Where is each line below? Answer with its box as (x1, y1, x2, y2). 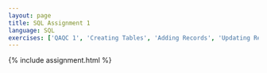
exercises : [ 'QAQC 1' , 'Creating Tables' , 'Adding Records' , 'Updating (8, 33, 250, 42)
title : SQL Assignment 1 (8, 19, 91, 27)
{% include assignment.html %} (8, 56, 113, 65)
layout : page (8, 11, 52, 20)
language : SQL (8, 26, 56, 34)
